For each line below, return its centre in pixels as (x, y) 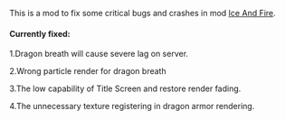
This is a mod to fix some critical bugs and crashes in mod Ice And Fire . (142, 13)
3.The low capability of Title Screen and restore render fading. (125, 88)
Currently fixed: (40, 33)
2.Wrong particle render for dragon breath (88, 71)
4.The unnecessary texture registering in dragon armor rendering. (132, 106)
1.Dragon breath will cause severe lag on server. (99, 54)
